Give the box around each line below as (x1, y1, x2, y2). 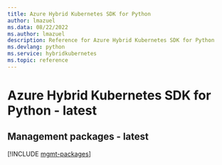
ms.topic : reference (7, 57, 69, 64)
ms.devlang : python (7, 43, 65, 50)
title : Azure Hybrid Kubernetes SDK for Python (7, 10, 152, 18)
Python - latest (7, 102, 97, 118)
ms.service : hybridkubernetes (7, 50, 97, 58)
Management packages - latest (7, 131, 149, 143)
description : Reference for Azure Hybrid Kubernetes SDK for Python (7, 37, 215, 44)
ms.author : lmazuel (7, 30, 65, 38)
